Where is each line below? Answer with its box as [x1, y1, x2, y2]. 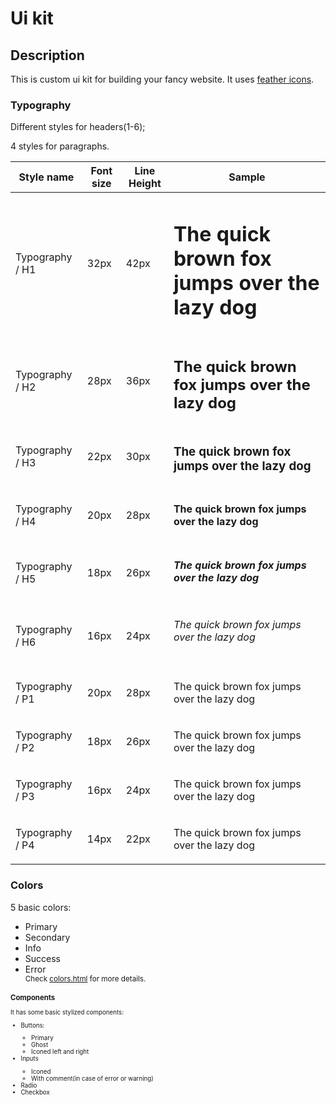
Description [10, 47, 85, 64]
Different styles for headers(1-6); [10, 121, 146, 133]
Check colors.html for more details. [24, 973, 147, 984]
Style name [18, 170, 75, 184]
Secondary [24, 931, 71, 943]
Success [24, 952, 61, 964]
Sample [228, 170, 266, 184]
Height [128, 177, 162, 191]
